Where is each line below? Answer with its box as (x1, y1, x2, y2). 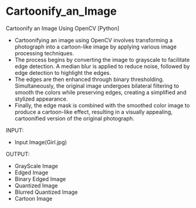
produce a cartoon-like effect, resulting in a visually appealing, (14, 108, 173, 115)
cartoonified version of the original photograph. (14, 115, 135, 122)
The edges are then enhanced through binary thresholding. (14, 75, 164, 83)
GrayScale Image (14, 162, 59, 169)
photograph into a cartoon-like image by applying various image (14, 43, 177, 50)
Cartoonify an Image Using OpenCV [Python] (6, 25, 120, 32)
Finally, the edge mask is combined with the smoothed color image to (14, 101, 190, 109)
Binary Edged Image (14, 175, 66, 182)
